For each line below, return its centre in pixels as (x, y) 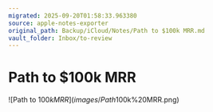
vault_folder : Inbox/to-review (60, 38)
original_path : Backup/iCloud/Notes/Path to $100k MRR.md (106, 30)
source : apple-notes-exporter (59, 23)
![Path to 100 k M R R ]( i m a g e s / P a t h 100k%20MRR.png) (94, 100)
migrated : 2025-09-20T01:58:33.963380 (73, 16)
